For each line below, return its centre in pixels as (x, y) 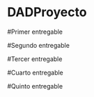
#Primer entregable (35, 32)
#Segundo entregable (38, 45)
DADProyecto (47, 12)
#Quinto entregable (35, 86)
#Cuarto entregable (36, 72)
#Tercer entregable (35, 59)
